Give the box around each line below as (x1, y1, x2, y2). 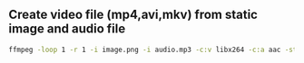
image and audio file (8, 22, 126, 37)
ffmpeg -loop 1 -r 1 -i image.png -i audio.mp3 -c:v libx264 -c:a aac (8, 45, 281, 54)
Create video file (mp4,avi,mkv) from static (8, 7, 258, 22)
